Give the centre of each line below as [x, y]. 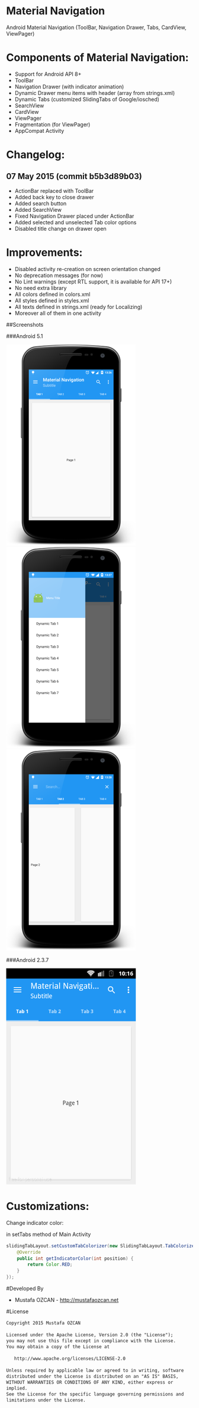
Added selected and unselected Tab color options [76, 222]
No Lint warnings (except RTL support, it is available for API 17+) [93, 281]
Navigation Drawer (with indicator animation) [69, 87]
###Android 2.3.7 [28, 960]
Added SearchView [38, 209]
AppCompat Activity [39, 130]
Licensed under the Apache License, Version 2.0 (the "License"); [90, 1335]
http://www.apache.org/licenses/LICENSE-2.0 [70, 1359]
